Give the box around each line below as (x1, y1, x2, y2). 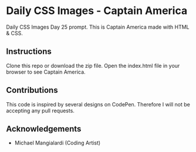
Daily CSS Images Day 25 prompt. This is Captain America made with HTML (6, 23, 190, 30)
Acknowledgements (6, 124, 82, 134)
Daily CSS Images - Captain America (6, 4, 188, 18)
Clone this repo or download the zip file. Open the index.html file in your (6, 62, 180, 69)
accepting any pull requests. (6, 107, 75, 114)
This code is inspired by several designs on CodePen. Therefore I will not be (6, 101, 191, 108)
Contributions (6, 85, 58, 95)
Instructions (6, 47, 52, 57)
